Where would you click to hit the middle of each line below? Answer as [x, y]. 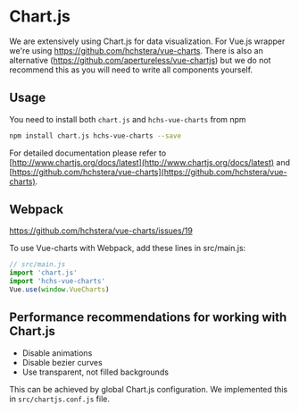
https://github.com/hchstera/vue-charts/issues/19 [101, 231]
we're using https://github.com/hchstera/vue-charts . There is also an [136, 50]
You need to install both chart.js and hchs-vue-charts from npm [128, 119]
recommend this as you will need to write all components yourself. [131, 70]
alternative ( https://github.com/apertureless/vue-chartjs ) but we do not [140, 60]
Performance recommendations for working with [148, 318]
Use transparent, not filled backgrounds [96, 372]
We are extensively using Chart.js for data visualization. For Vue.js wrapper [147, 41]
